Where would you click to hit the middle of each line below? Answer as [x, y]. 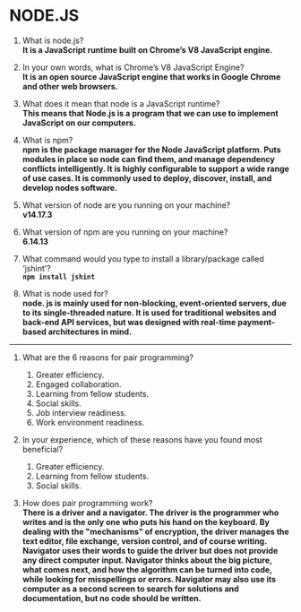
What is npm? [47, 140]
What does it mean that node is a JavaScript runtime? [121, 103]
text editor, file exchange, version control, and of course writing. [144, 541]
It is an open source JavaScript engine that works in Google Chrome [151, 76]
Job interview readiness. [81, 412]
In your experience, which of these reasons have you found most [142, 439]
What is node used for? [65, 293]
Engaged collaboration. [78, 384]
